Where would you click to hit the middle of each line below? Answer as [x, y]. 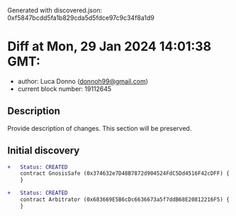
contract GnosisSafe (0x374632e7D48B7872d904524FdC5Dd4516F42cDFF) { [125, 173]
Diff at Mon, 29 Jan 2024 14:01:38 [109, 47]
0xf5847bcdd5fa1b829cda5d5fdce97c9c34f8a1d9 [81, 18]
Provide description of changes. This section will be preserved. [100, 128]
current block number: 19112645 [64, 89]
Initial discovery [44, 151]
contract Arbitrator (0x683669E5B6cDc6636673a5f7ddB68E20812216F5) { [125, 200]
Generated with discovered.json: [55, 10]
